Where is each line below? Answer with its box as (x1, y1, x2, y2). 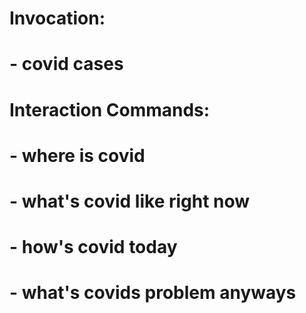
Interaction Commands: (9, 98, 211, 121)
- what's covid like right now (9, 190, 251, 212)
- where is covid (9, 144, 146, 167)
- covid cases (9, 53, 124, 76)
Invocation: (9, 7, 106, 30)
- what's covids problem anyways (9, 282, 297, 304)
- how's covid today (9, 236, 178, 259)
